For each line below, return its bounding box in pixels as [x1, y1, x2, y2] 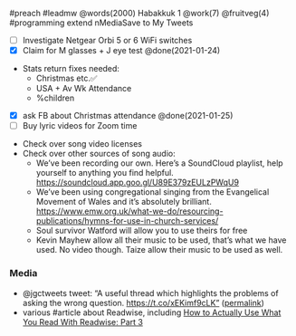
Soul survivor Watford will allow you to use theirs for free [35, 226, 248, 236]
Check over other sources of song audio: [22, 149, 177, 159]
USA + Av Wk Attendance [35, 83, 132, 94]
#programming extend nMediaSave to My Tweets [9, 17, 194, 28]
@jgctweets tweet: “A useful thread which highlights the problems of [22, 287, 279, 298]
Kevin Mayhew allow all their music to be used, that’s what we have [35, 235, 287, 245]
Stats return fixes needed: [22, 63, 120, 74]
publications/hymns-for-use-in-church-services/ [35, 216, 219, 226]
